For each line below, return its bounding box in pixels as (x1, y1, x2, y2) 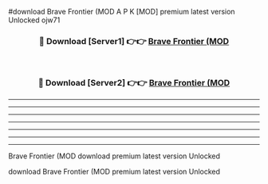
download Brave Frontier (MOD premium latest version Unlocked (8, 166, 221, 176)
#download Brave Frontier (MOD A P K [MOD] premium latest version (8, 7, 235, 16)
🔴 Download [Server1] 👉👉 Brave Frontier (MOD (38, 35, 230, 46)
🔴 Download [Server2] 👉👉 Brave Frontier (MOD (37, 78, 231, 89)
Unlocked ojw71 (8, 15, 61, 25)
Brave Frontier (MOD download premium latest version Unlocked (8, 151, 221, 161)
